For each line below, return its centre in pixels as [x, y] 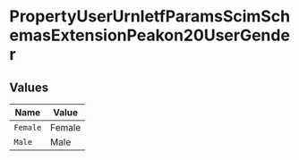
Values [29, 87]
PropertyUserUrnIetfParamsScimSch [150, 17]
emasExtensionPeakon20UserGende [150, 35]
